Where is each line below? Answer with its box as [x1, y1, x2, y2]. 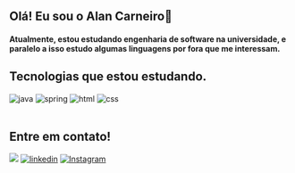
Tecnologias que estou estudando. [9, 69, 207, 85]
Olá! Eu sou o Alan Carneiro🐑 [9, 9, 173, 24]
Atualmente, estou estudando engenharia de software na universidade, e [9, 33, 287, 45]
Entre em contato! [9, 128, 112, 144]
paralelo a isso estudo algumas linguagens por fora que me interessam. [9, 43, 281, 54]
